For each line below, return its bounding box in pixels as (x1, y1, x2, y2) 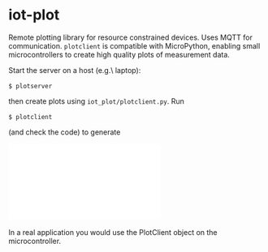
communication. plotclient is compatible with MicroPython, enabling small (8, 41, 261, 50)
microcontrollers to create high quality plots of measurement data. (8, 49, 230, 59)
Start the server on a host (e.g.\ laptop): (8, 65, 141, 75)
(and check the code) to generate (8, 127, 121, 137)
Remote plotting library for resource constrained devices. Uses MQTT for (8, 32, 253, 42)
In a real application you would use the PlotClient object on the (8, 227, 218, 237)
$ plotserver (8, 82, 53, 90)
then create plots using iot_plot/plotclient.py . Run (8, 96, 184, 106)
